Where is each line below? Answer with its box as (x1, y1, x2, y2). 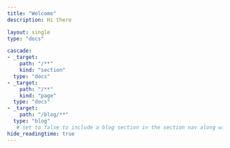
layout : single (7, 29, 51, 36)
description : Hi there (7, 16, 72, 23)
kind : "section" (19, 66, 66, 73)
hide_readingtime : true (7, 130, 75, 137)
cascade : (7, 47, 32, 55)
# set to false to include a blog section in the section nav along (16, 124, 216, 131)
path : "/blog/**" (19, 111, 69, 119)
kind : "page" (19, 92, 57, 99)
